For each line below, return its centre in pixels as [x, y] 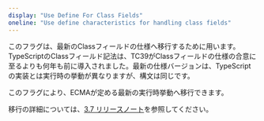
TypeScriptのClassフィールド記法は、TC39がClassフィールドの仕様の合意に [132, 56]
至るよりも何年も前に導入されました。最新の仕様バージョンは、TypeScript [130, 66]
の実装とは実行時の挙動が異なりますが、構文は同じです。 [102, 75]
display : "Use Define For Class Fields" [76, 15]
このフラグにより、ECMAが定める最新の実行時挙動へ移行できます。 [118, 92]
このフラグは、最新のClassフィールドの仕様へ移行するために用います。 [124, 46]
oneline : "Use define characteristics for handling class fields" [120, 23]
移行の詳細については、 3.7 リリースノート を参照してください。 [111, 109]
